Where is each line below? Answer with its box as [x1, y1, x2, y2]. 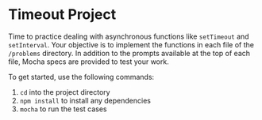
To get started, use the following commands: [8, 72, 155, 81]
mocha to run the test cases [19, 104, 107, 114]
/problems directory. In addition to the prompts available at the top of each [8, 48, 251, 58]
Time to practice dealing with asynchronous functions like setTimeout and [8, 32, 249, 41]
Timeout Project [8, 6, 117, 24]
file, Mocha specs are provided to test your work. [8, 57, 169, 66]
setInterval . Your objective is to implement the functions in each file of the [8, 39, 254, 49]
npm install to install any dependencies [19, 96, 151, 105]
